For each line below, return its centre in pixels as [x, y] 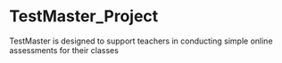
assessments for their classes [64, 50]
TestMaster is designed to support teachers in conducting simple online [141, 41]
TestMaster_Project [84, 16]
